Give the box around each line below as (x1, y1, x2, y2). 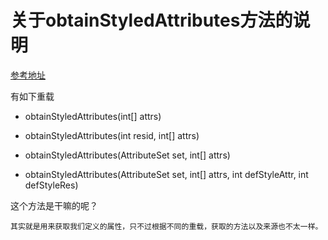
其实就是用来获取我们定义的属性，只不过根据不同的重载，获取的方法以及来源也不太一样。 (10, 221, 323, 231)
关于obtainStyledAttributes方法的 (10, 9, 293, 32)
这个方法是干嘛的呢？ (10, 199, 98, 211)
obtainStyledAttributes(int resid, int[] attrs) (24, 129, 200, 141)
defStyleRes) (24, 179, 79, 191)
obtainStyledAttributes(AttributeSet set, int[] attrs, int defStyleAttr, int (24, 168, 309, 180)
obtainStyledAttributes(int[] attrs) (24, 110, 162, 122)
